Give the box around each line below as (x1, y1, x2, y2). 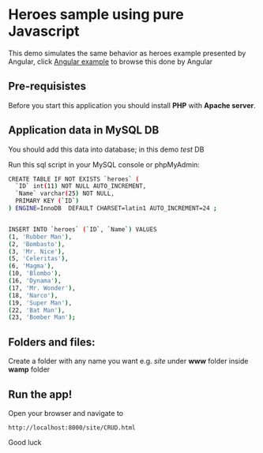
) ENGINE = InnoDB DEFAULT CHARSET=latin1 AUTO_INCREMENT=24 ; (8, 204, 217, 212)
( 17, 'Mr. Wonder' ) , (8, 284, 77, 292)
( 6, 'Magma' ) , (8, 262, 55, 270)
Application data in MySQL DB (8, 124, 160, 137)
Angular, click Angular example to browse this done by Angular (8, 57, 213, 66)
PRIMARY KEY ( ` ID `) (15, 197, 80, 205)
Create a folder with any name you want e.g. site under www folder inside (8, 357, 249, 366)
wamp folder (8, 365, 51, 374)
